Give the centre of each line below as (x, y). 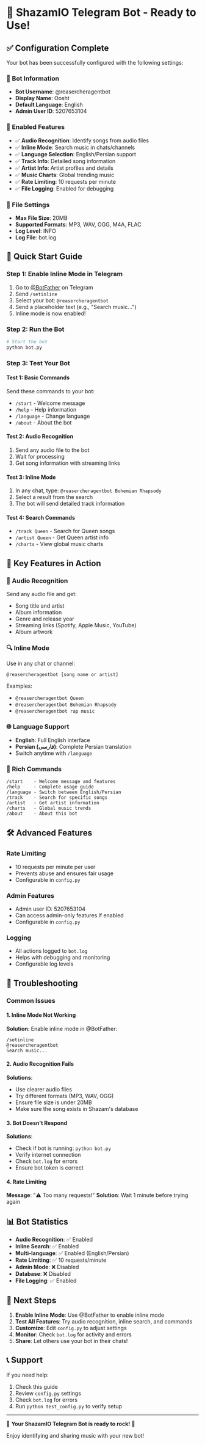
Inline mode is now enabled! (50, 313)
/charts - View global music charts (59, 544)
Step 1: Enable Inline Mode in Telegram (65, 274)
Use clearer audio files (43, 1089)
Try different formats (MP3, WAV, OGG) (64, 1096)
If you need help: (27, 1375)
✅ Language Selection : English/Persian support (75, 154)
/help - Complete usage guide (50, 787)
